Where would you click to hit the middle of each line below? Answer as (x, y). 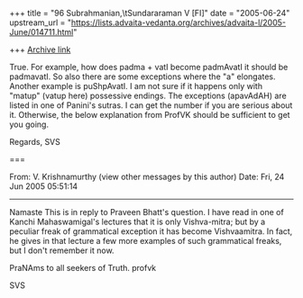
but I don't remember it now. (62, 250)
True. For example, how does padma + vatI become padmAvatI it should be (149, 67)
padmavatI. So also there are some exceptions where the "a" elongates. (143, 77)
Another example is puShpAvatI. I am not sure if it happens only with (136, 86)
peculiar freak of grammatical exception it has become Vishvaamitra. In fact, (151, 231)
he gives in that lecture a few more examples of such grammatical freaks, (146, 241)
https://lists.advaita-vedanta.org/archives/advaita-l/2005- (179, 23)
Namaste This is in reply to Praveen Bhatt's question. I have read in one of (147, 212)
